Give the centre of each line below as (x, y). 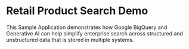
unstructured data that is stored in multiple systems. (70, 40)
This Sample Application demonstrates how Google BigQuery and (87, 27)
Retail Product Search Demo (77, 11)
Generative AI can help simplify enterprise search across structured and (95, 33)
